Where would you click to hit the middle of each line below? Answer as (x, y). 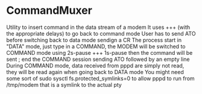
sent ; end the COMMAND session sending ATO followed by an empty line (98, 59)
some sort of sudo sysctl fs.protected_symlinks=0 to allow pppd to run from (100, 78)
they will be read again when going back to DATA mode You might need (95, 72)
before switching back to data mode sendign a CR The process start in (94, 40)
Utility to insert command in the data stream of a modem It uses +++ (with (98, 27)
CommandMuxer (49, 11)
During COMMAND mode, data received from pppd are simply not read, (95, 65)
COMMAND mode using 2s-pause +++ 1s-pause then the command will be (99, 52)
